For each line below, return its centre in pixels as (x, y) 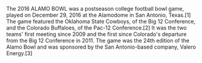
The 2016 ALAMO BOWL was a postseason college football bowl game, (95, 9)
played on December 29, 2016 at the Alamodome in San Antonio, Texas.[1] (99, 15)
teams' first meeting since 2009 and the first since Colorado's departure (96, 34)
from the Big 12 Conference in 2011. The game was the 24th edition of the (98, 40)
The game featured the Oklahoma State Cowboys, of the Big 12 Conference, (101, 21)
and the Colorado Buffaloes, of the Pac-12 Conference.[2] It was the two (96, 28)
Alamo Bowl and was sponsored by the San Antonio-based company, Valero (101, 47)
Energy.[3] (19, 53)
